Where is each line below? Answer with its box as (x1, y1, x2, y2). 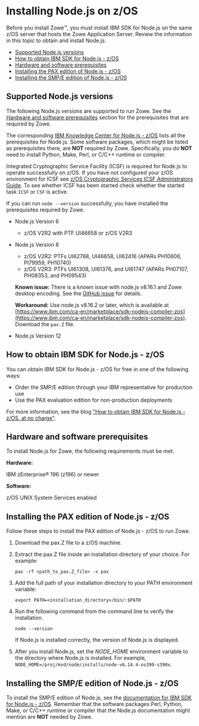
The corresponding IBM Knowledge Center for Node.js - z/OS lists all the (6, 132, 186, 139)
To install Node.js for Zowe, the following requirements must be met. (6, 447, 174, 455)
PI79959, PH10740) (23, 259, 72, 266)
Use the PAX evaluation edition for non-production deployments (14, 396, 173, 404)
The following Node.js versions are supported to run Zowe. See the (6, 107, 172, 115)
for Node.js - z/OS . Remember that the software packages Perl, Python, (6, 701, 183, 707)
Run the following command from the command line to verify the (14, 608, 174, 615)
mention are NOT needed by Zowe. (6, 713, 93, 720)
